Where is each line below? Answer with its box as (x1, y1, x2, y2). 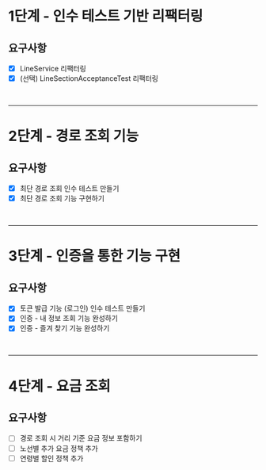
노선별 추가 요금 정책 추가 (19, 443, 99, 453)
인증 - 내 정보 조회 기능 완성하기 (19, 314, 119, 323)
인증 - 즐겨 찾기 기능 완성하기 (19, 323, 110, 333)
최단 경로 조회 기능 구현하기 (19, 193, 105, 203)
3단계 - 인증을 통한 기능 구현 (8, 247, 180, 266)
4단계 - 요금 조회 (8, 377, 111, 395)
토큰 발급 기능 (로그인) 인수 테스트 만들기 (19, 304, 146, 313)
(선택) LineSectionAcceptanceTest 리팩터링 (19, 74, 158, 83)
